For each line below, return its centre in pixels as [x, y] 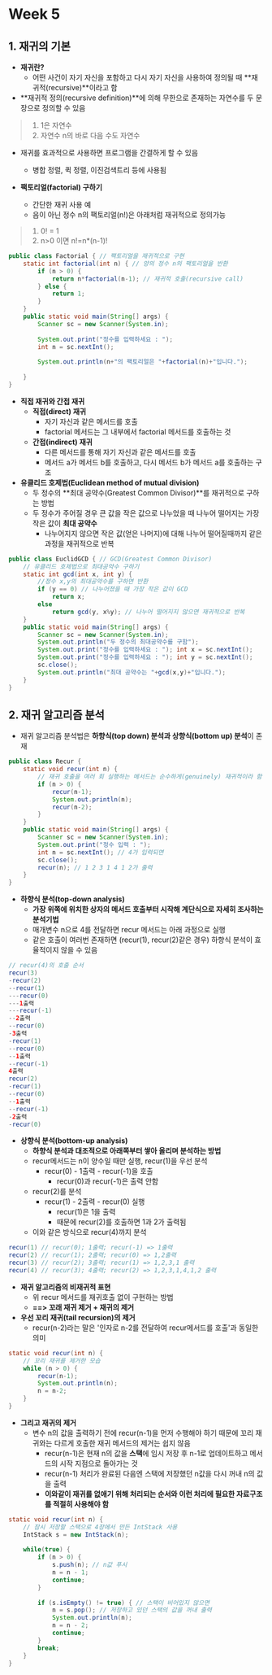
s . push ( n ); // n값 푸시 [89, 1565]
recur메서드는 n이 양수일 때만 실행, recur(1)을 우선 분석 [120, 1161]
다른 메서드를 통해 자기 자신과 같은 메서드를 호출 [120, 451]
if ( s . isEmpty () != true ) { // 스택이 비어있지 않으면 [123, 1603]
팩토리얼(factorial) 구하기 [61, 187]
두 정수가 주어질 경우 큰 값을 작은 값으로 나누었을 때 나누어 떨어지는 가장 [146, 513]
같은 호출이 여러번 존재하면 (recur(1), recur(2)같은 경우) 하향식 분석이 [142, 940]
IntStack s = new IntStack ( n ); [76, 1534]
